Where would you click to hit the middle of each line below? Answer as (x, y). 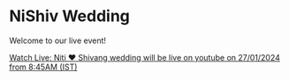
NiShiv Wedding (70, 16)
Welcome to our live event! (58, 40)
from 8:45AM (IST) (43, 67)
